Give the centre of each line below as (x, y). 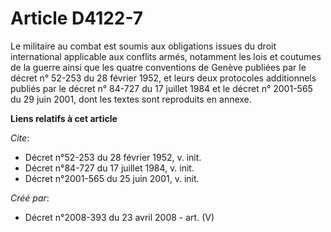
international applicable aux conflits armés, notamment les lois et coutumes (166, 56)
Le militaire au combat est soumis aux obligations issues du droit (143, 46)
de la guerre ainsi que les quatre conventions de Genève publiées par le (158, 67)
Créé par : (30, 198)
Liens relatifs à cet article (64, 118)
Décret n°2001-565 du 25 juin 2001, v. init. (112, 178)
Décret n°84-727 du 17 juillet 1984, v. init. (109, 168)
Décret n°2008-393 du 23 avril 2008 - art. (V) (119, 217)
